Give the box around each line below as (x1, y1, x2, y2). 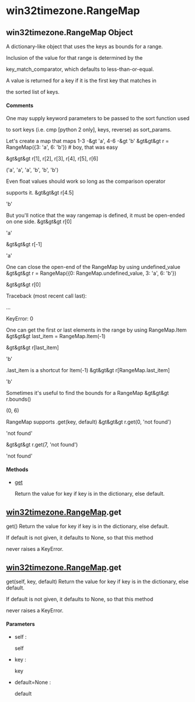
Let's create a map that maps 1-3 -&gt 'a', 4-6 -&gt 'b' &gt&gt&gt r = (6, 138, 169, 145)
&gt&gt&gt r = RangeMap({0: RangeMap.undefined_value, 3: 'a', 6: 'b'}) (6, 270, 177, 277)
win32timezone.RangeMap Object (6, 28, 133, 38)
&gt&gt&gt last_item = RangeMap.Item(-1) (6, 333, 106, 340)
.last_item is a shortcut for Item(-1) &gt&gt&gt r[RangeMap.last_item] (6, 367, 170, 374)
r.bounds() (6, 396, 32, 403)
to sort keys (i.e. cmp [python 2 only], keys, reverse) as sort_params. (6, 126, 172, 133)
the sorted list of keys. (6, 88, 60, 95)
